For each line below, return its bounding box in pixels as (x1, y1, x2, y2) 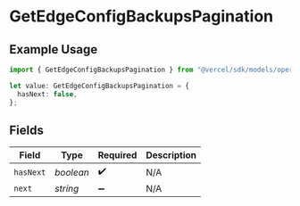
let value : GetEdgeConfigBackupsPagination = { (9, 81, 190, 90)
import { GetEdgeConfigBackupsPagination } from (9, 65, 194, 74)
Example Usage (9, 42, 98, 57)
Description (146, 149, 197, 161)
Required (97, 149, 137, 161)
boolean (54, 166, 89, 178)
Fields (9, 122, 45, 137)
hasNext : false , (17, 89, 78, 99)
